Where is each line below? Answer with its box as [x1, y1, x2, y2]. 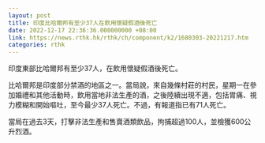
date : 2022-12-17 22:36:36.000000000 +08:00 [8, 26, 157, 34]
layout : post [8, 11, 51, 20]
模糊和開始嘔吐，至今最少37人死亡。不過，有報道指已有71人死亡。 [14, 100, 231, 110]
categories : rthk [8, 41, 65, 49]
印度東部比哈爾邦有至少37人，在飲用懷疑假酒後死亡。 [8, 64, 183, 73]
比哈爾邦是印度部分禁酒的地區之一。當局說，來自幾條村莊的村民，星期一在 [8, 81, 250, 90]
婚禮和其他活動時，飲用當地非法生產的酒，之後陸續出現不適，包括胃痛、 [14, 90, 250, 100]
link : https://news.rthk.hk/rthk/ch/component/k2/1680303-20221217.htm [8, 33, 248, 42]
